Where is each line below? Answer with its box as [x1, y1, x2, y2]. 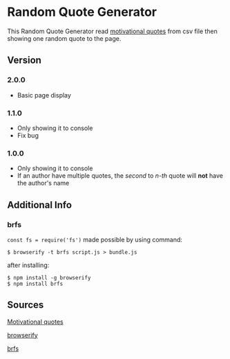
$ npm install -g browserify [7, 274, 91, 281]
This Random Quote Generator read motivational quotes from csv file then [7, 27, 218, 35]
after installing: [7, 261, 50, 269]
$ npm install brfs [7, 280, 64, 287]
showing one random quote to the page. [7, 34, 122, 42]
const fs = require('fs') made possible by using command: [7, 235, 183, 243]
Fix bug [17, 131, 39, 139]
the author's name [17, 179, 70, 187]
